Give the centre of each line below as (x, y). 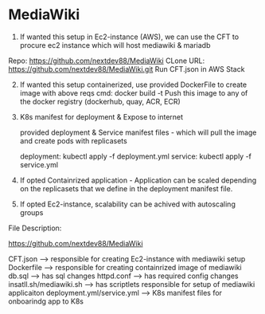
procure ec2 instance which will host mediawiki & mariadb (115, 45)
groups (31, 212)
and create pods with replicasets (73, 140)
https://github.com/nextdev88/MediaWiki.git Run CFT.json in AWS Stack (127, 69)
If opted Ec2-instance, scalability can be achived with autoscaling (128, 204)
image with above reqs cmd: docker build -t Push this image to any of (134, 92)
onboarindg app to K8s (46, 301)
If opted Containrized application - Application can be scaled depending (138, 180)
